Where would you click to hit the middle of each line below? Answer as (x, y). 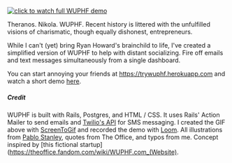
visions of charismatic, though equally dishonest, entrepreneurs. (100, 32)
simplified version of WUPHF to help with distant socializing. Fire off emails (115, 53)
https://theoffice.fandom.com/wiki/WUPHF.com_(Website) (93, 152)
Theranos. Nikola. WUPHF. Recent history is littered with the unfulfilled (109, 24)
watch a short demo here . (44, 81)
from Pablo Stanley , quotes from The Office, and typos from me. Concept (113, 137)
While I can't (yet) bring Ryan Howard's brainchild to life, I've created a (109, 45)
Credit (16, 97)
